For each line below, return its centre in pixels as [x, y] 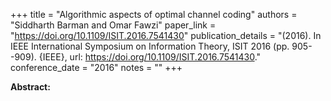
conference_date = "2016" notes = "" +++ [96, 67]
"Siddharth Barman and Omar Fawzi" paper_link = [113, 25]
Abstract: [30, 87]
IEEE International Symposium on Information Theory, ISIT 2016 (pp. [150, 46]
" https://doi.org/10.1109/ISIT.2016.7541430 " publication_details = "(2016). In [166, 35]
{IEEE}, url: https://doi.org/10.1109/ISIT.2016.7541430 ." [150, 57]
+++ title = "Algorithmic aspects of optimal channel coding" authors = [154, 14]
